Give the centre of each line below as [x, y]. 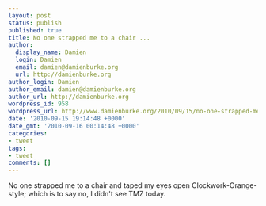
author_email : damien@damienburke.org [72, 89]
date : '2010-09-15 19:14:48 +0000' [67, 119]
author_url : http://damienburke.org [68, 97]
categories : [28, 133]
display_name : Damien [51, 52]
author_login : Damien [44, 82]
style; [17, 194]
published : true [35, 30]
